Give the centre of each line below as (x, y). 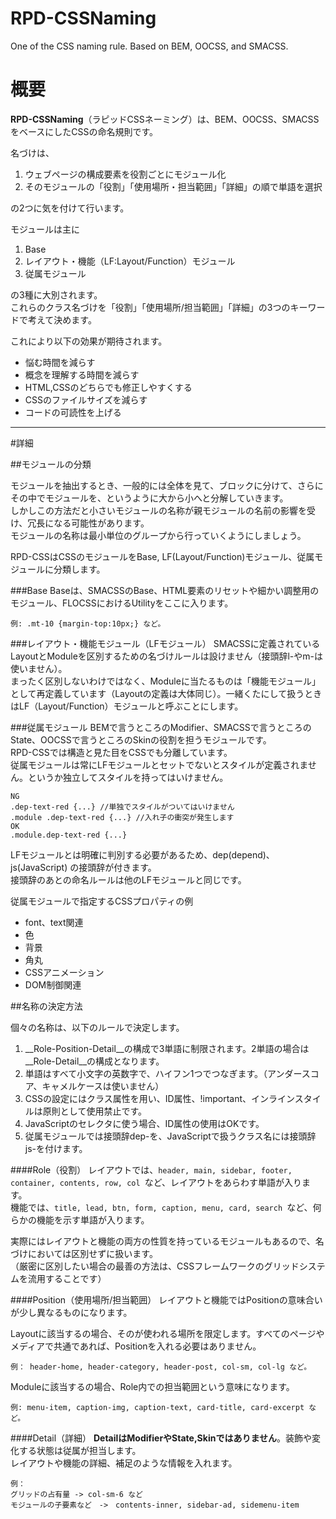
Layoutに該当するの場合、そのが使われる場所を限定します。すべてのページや (167, 1333)
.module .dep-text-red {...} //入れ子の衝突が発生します (122, 817)
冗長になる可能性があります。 (88, 523)
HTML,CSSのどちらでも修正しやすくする (108, 387)
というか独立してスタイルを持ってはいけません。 (128, 777)
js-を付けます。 (56, 1148)
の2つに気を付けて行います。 (70, 208)
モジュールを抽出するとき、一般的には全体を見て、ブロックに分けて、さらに (167, 485)
